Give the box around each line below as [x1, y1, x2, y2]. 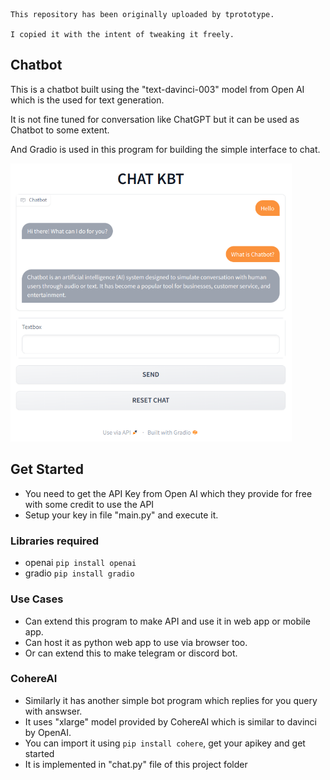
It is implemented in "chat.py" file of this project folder [24, 758, 248, 770]
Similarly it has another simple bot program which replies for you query [24, 694, 318, 706]
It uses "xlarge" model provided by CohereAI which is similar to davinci [24, 715, 317, 728]
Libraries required [10, 534, 100, 548]
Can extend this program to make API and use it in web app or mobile [24, 615, 311, 627]
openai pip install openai [24, 557, 137, 569]
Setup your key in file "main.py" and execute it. [24, 509, 219, 521]
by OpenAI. [24, 726, 72, 738]
